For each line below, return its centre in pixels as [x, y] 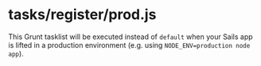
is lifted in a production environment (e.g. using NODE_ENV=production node [129, 45]
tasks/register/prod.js [82, 15]
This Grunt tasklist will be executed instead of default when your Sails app [130, 37]
